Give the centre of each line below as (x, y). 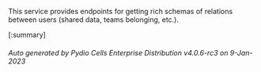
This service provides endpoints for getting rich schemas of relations (121, 11)
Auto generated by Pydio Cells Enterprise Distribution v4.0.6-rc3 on (118, 52)
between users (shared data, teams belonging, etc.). (94, 20)
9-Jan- (241, 52)
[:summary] (27, 35)
